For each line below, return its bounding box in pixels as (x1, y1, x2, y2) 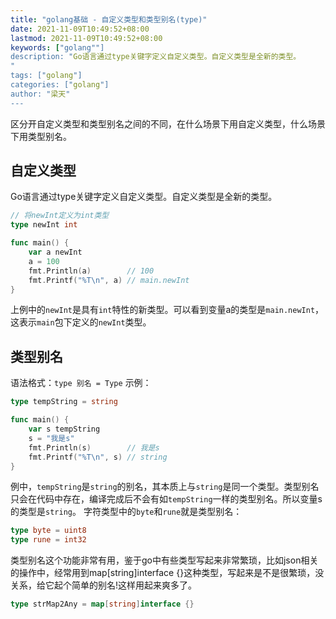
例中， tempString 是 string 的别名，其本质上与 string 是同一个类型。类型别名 (10, 481, 320, 493)
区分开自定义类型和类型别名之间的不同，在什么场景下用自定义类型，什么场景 (10, 117, 326, 130)
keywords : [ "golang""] (10, 42, 105, 53)
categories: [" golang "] (10, 80, 110, 90)
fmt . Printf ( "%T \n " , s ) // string (28, 452, 168, 462)
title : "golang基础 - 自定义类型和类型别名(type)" (10, 14, 208, 25)
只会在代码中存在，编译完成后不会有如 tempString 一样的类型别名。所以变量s (10, 493, 323, 505)
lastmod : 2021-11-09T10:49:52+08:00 (10, 33, 163, 43)
